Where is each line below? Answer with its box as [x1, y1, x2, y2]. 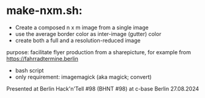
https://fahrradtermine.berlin [6, 55, 78, 62]
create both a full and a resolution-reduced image [15, 37, 141, 44]
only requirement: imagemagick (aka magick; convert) [15, 73, 152, 80]
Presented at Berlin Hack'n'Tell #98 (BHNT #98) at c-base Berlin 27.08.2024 [6, 85, 199, 92]
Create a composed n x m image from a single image [15, 24, 149, 31]
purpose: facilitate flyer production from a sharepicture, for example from [6, 48, 192, 55]
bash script [15, 66, 44, 74]
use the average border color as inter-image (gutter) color [15, 30, 162, 37]
